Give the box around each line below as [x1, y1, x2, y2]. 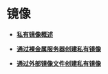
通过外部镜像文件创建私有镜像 [16, 59, 101, 67]
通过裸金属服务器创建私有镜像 [16, 45, 101, 53]
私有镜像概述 [16, 30, 53, 38]
